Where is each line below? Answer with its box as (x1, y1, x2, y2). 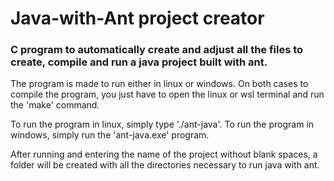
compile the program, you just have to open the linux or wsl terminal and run (10, 88, 325, 101)
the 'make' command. (10, 99, 100, 111)
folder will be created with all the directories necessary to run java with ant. (10, 159, 320, 171)
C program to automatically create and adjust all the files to (10, 43, 304, 57)
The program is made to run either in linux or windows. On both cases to (10, 78, 309, 90)
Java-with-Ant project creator (10, 7, 265, 30)
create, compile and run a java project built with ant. (10, 55, 268, 69)
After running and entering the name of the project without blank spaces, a (10, 148, 318, 161)
